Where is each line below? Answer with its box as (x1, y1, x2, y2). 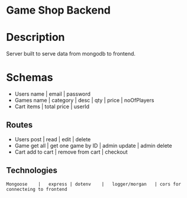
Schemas (6, 71, 53, 85)
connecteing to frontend (6, 186, 67, 192)
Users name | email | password (14, 90, 91, 98)
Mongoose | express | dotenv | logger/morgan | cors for (6, 181, 182, 187)
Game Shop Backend (6, 4, 111, 17)
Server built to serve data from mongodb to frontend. (6, 50, 136, 57)
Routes (6, 120, 33, 130)
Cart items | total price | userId (14, 103, 90, 110)
